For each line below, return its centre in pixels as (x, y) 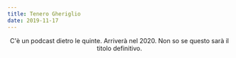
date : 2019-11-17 (33, 21)
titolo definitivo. (119, 48)
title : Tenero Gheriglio (44, 14)
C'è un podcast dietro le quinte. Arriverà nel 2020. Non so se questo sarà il (119, 40)
